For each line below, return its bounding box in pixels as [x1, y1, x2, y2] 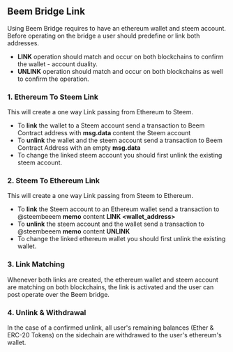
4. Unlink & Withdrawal [7, 307, 87, 317]
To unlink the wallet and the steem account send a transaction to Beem [17, 136, 223, 145]
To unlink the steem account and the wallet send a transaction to [17, 220, 204, 229]
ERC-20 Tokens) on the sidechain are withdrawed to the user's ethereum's [7, 331, 222, 339]
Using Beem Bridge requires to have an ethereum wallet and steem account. [7, 24, 227, 32]
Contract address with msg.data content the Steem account [17, 129, 191, 137]
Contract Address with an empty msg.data [17, 144, 141, 152]
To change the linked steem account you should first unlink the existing [17, 151, 223, 160]
